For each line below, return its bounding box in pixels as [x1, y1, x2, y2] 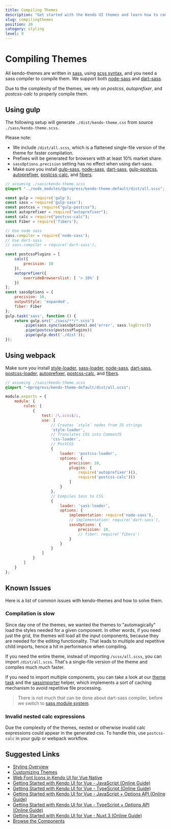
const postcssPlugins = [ [5, 252, 60, 257]
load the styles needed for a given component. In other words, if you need [5, 627, 161, 633]
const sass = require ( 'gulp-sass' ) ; [5, 200, 83, 205]
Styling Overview [12, 764, 49, 770]
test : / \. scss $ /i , [41, 413, 81, 418]
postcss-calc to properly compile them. [5, 90, 88, 97]
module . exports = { [5, 394, 47, 399]
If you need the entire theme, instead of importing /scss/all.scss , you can [5, 653, 162, 659]
